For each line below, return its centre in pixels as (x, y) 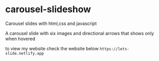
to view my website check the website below (52, 48)
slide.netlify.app (25, 53)
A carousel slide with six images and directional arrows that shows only (80, 33)
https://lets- (114, 49)
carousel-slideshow (48, 9)
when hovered (20, 39)
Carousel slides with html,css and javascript (51, 23)
